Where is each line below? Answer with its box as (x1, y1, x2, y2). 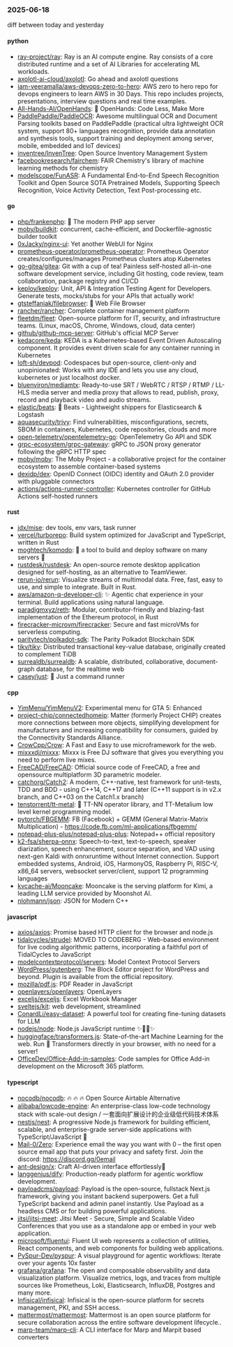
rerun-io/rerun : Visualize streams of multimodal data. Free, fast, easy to (17, 575, 223, 584)
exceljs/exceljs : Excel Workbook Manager (17, 995, 137, 1003)
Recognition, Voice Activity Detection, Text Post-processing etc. (17, 186, 202, 194)
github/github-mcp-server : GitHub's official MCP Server (17, 328, 179, 337)
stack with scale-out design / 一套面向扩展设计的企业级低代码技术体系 (17, 1110, 219, 1118)
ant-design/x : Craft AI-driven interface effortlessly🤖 (17, 1162, 166, 1170)
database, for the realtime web (36, 665, 124, 673)
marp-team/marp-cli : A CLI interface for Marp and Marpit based (17, 1325, 202, 1334)
